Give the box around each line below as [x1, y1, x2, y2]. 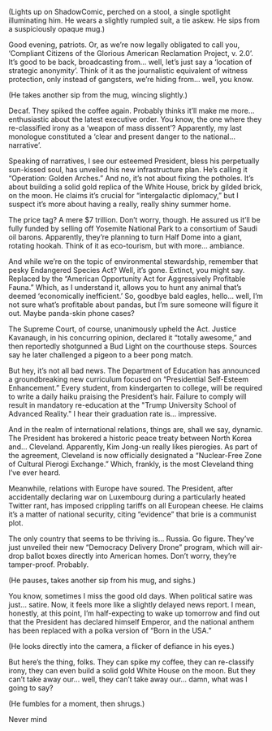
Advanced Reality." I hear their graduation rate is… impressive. [8, 409, 217, 418]
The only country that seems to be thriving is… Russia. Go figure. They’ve [8, 534, 255, 543]
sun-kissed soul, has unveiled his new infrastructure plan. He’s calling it [8, 165, 248, 174]
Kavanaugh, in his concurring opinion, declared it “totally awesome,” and [8, 333, 252, 342]
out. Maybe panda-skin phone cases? [8, 309, 136, 318]
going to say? [8, 683, 54, 693]
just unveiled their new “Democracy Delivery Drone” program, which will [8, 543, 250, 551]
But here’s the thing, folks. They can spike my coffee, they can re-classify [8, 657, 254, 667]
